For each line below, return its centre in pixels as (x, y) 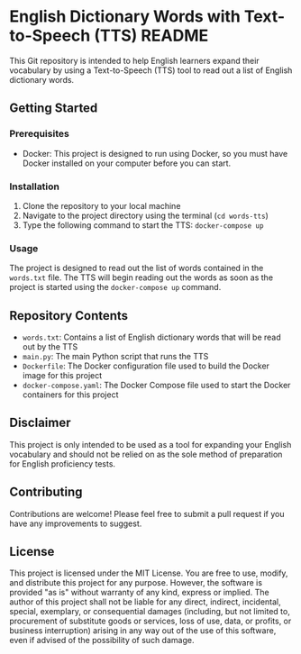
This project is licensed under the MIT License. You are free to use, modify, (149, 573)
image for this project (62, 376)
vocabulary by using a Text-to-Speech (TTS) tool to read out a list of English (151, 70)
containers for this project (70, 395)
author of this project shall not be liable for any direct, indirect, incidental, (145, 602)
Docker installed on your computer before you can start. (127, 163)
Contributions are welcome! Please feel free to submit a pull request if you (147, 513)
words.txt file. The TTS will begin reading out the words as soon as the (141, 277)
